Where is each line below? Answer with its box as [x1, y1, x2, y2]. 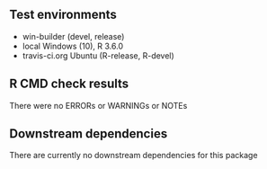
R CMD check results [9, 76, 129, 92]
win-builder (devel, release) [22, 31, 125, 41]
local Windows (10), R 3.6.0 [22, 40, 124, 51]
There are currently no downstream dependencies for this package [9, 150, 258, 161]
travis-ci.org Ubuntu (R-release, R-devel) [22, 49, 175, 61]
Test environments [9, 7, 117, 22]
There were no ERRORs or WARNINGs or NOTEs [9, 100, 188, 111]
